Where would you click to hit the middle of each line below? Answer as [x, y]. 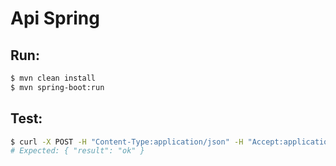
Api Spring [55, 18]
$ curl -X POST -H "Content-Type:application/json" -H [127, 142]
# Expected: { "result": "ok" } [77, 151]
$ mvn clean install [53, 78]
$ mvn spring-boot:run [57, 87]
